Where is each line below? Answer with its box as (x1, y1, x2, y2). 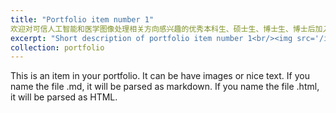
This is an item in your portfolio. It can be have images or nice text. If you (10, 70, 310, 82)
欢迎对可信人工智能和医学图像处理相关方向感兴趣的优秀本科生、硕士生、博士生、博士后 (10, 24, 316, 34)
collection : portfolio (10, 42, 105, 53)
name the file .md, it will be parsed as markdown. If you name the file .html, (10, 81, 320, 93)
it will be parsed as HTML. (10, 91, 118, 103)
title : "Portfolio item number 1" (10, 14, 155, 25)
